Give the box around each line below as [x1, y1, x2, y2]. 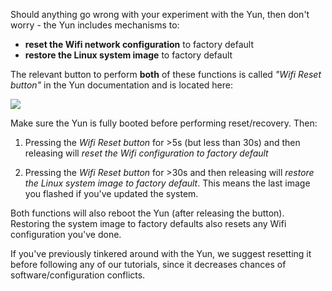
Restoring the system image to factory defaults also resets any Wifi [10, 218, 287, 229]
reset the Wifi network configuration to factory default [24, 39, 255, 50]
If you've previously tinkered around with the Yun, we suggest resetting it [10, 248, 312, 259]
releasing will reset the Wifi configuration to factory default [24, 147, 269, 159]
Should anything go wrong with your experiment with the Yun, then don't [10, 9, 310, 20]
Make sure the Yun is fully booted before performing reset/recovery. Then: [10, 117, 318, 129]
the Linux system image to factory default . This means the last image [24, 177, 311, 189]
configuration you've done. [10, 229, 122, 240]
